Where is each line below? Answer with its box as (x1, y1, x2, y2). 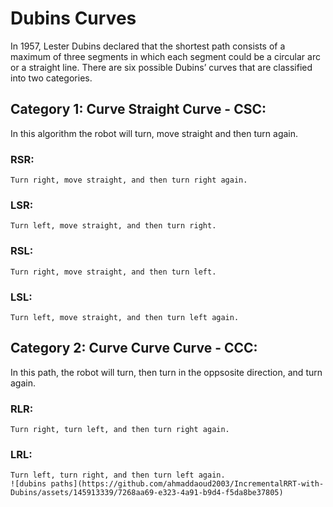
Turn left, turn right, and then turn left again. (10, 470, 226, 481)
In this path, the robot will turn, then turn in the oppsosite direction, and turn (10, 366, 323, 378)
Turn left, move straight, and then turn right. (10, 221, 217, 231)
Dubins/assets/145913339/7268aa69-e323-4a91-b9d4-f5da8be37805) (10, 488, 284, 498)
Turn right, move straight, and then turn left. (10, 267, 217, 277)
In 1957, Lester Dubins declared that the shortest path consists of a (10, 40, 286, 52)
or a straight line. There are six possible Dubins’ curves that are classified (10, 61, 313, 73)
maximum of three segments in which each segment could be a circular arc (10, 50, 321, 62)
